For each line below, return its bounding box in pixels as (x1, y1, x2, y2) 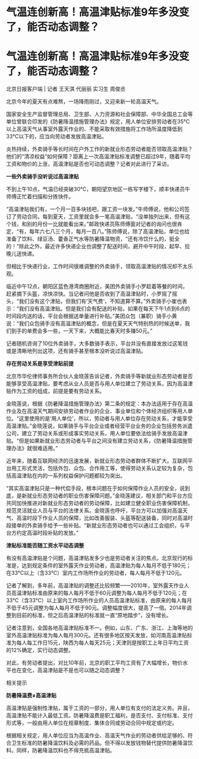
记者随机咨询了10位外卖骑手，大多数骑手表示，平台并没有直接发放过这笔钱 (6, 340, 188, 347)
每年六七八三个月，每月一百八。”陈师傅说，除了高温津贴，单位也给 (29, 228, 190, 235)
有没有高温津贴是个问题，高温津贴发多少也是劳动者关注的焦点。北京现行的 (6, 555, 188, 562)
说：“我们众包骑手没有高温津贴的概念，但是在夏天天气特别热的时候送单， (6, 320, 185, 327)
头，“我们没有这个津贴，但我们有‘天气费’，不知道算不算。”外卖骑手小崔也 (6, 298, 182, 305)
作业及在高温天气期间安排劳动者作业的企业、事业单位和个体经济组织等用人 (6, 407, 188, 415)
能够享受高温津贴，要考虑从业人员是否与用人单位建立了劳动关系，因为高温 (6, 380, 188, 387)
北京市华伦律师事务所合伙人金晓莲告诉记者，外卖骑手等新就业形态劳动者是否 (6, 372, 193, 380)
